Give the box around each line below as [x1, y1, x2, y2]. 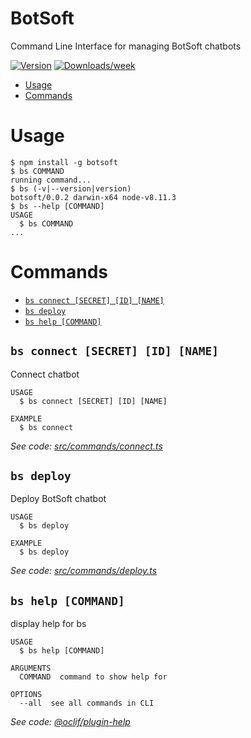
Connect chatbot [10, 368, 80, 380]
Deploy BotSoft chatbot [10, 493, 107, 505]
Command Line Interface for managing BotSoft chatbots [10, 40, 242, 52]
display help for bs [10, 618, 87, 630]
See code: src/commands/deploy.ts [10, 565, 158, 577]
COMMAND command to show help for [19, 672, 168, 682]
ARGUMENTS [10, 663, 52, 674]
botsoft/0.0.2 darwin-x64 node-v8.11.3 [10, 192, 177, 202]
